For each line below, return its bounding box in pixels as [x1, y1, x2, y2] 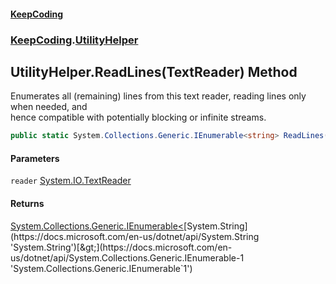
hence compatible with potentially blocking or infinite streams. [10, 111, 267, 124]
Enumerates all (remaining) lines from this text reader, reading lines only [10, 90, 307, 102]
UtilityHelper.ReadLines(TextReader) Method [10, 63, 298, 80]
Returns [10, 198, 45, 209]
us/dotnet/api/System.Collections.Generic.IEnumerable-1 [10, 251, 245, 264]
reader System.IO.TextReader [10, 175, 132, 187]
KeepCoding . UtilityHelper [10, 33, 139, 47]
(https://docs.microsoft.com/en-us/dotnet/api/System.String [10, 230, 260, 242]
